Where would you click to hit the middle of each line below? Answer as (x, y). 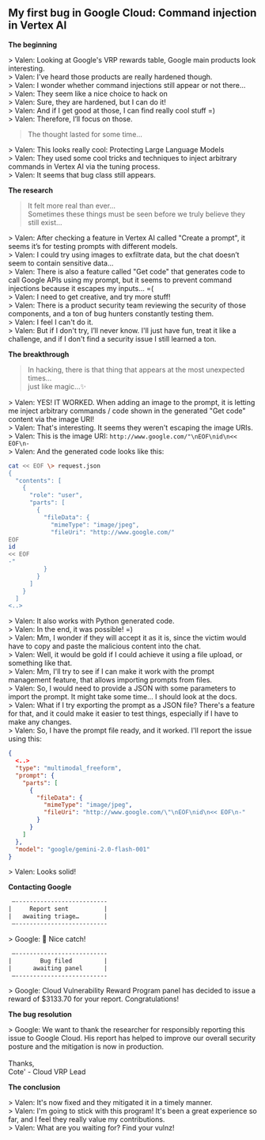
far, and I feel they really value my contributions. (87, 1119)
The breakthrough (39, 354)
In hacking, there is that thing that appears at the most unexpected (136, 369)
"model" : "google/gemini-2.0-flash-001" (83, 849)
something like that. (40, 663)
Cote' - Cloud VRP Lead (47, 1072)
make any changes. (40, 722)
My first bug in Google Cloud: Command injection (132, 13)
